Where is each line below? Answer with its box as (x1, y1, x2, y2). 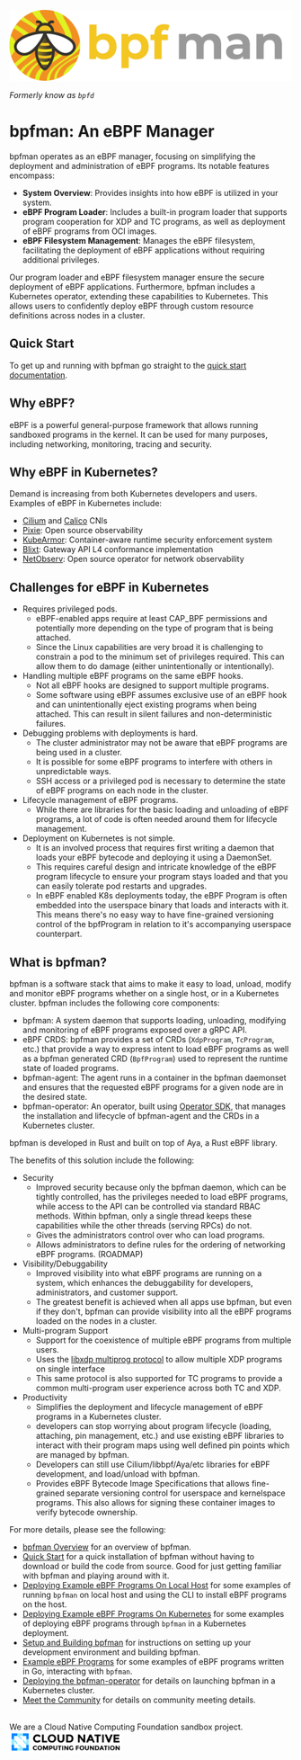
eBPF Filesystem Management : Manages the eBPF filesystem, (22, 235, 256, 246)
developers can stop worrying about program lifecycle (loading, (35, 1421, 272, 1431)
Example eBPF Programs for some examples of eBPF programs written (22, 1657, 285, 1666)
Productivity (22, 1392, 67, 1403)
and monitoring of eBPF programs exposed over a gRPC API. (22, 1024, 247, 1035)
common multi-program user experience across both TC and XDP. (35, 1382, 281, 1393)
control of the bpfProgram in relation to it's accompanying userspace (35, 919, 292, 930)
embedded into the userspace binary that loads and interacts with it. (35, 900, 289, 911)
